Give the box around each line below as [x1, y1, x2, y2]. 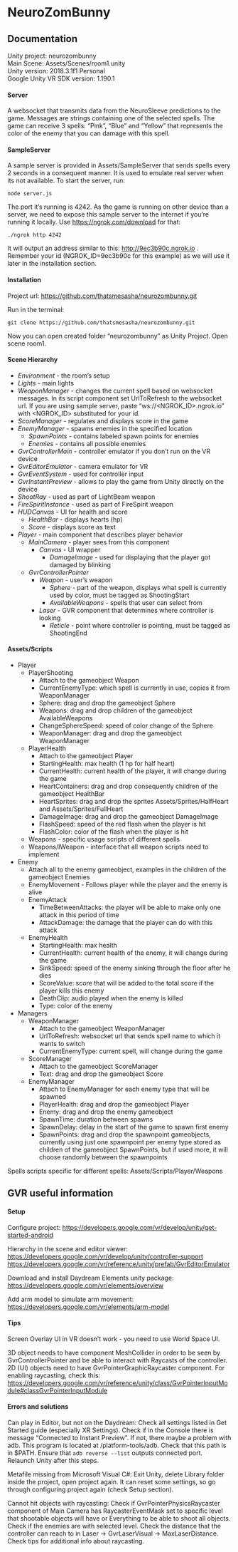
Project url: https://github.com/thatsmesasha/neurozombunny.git [7, 291, 198, 300]
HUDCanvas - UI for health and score [17, 507, 128, 516]
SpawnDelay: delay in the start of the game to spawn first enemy [38, 1123, 229, 1132]
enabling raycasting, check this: [7, 1371, 101, 1380]
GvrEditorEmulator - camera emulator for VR [17, 462, 148, 470]
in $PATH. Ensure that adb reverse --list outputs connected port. [7, 1449, 203, 1457]
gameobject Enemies [28, 873, 90, 881]
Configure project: [7, 1223, 61, 1231]
